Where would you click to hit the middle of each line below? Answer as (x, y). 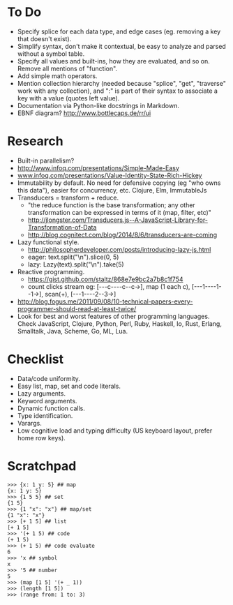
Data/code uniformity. (48, 378)
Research (36, 141)
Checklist (36, 359)
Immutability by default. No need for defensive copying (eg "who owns (119, 183)
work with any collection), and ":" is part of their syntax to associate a (118, 91)
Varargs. (29, 423)
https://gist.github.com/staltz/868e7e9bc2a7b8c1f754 (105, 279)
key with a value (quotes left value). (68, 98)
